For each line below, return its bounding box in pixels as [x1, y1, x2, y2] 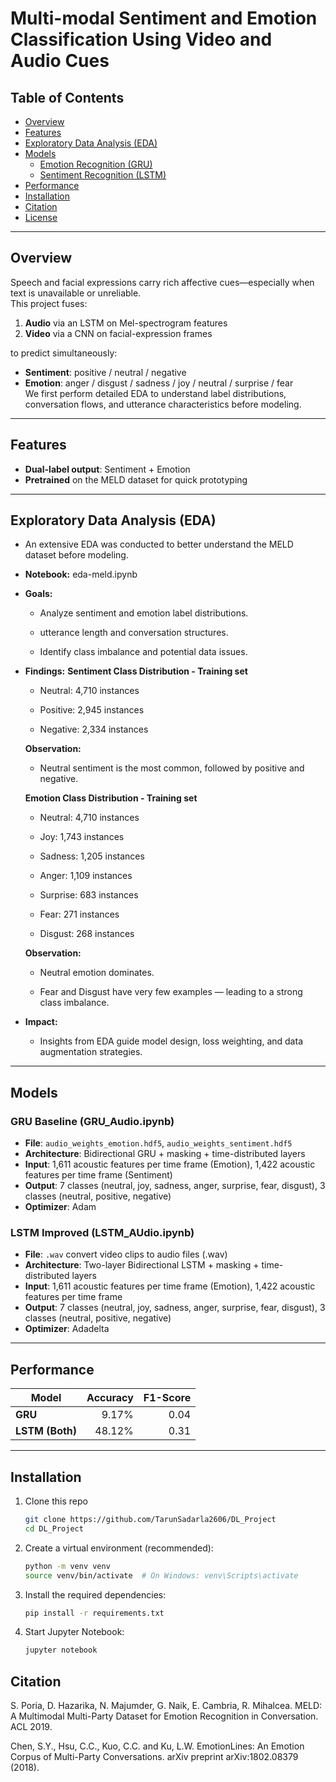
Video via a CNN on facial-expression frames [24, 327, 213, 339]
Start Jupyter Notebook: [24, 1626, 125, 1638]
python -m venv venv [24, 1561, 111, 1571]
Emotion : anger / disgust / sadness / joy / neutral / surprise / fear [24, 377, 294, 389]
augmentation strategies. [39, 1046, 143, 1058]
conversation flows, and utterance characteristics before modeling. [24, 398, 302, 410]
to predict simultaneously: [10, 347, 118, 359]
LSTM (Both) [15, 1424, 78, 1438]
